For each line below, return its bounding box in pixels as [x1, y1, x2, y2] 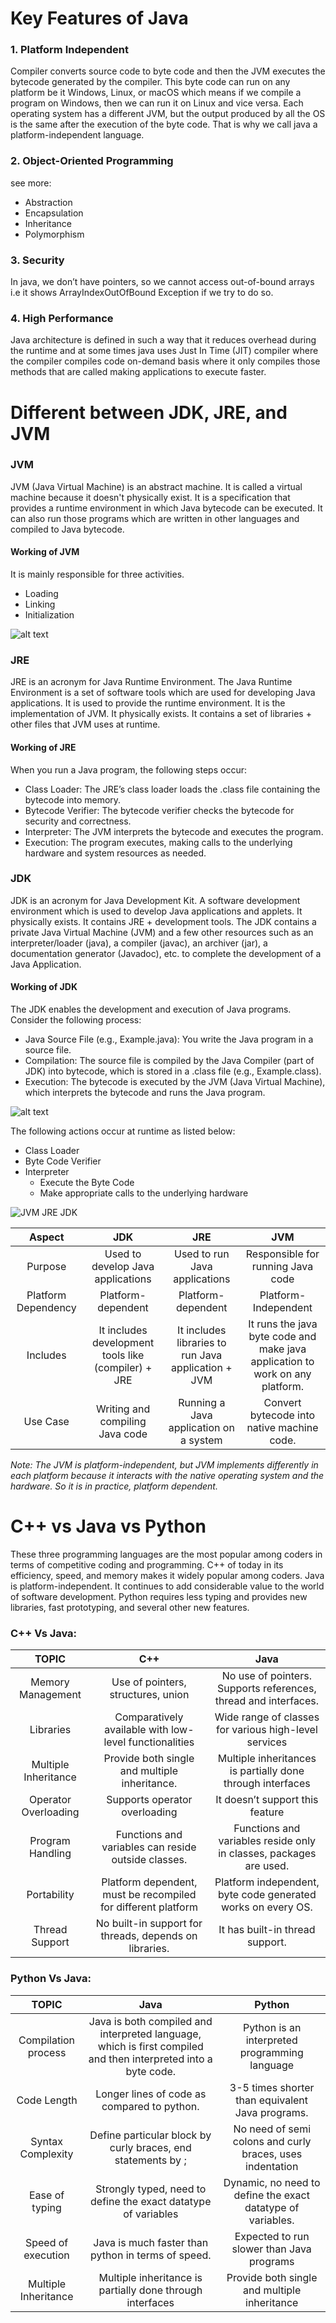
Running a [178, 1396, 226, 1410]
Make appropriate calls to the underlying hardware [39, 1187, 249, 1199]
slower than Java [231, 2242, 312, 2256]
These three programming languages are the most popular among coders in [10, 1548, 323, 1560]
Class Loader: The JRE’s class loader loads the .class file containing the [24, 783, 321, 795]
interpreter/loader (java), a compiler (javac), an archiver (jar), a [10, 937, 268, 949]
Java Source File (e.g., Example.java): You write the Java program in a [24, 1033, 314, 1046]
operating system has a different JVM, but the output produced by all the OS [10, 108, 326, 120]
